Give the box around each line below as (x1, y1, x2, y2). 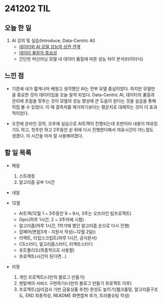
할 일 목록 (4, 149, 32, 157)
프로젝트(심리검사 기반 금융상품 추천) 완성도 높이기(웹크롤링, (19, 286, 134, 292)
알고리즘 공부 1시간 (19, 179, 55, 185)
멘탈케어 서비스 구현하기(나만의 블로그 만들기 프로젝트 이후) (19, 280, 132, 286)
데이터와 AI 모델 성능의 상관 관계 (19, 44, 81, 50)
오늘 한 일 (4, 24, 32, 32)
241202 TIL (4, 3, 51, 14)
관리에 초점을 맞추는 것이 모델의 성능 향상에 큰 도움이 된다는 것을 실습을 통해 (11, 98, 157, 103)
